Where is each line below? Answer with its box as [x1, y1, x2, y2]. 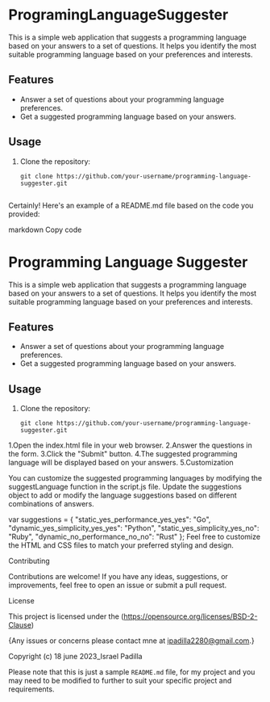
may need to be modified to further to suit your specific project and [8, 676, 232, 686]
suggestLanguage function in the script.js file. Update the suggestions [8, 482, 242, 492]
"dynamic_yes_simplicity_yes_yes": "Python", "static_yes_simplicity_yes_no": [8, 523, 260, 533]
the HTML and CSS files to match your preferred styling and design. [8, 540, 234, 550]
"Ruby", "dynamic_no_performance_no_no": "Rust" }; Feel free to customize [8, 532, 260, 542]
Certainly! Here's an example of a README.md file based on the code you [8, 200, 254, 210]
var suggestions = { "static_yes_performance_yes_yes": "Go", [8, 515, 211, 524]
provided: [8, 208, 40, 219]
